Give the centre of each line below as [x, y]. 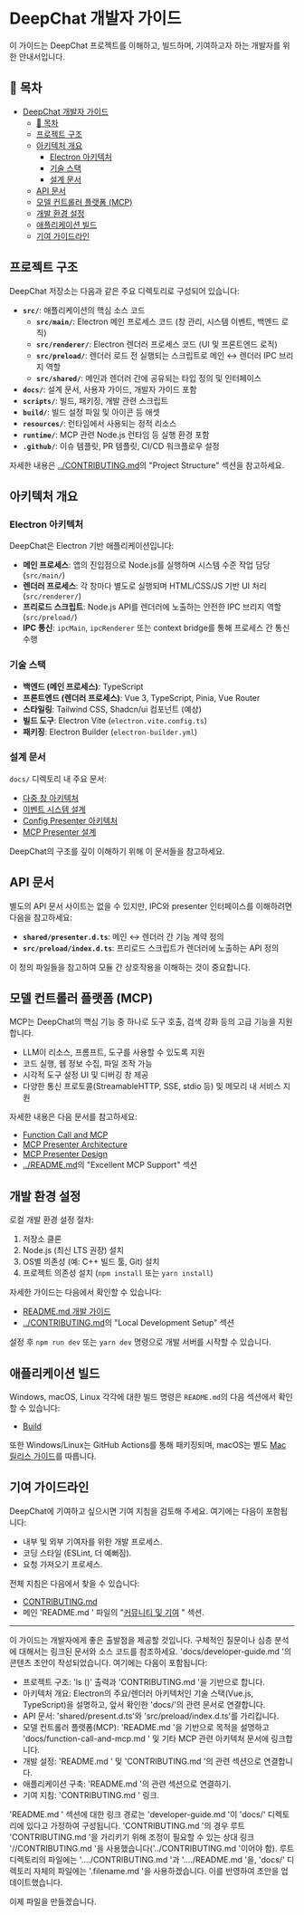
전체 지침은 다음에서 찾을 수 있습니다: [75, 1583]
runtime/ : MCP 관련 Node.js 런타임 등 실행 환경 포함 [116, 435]
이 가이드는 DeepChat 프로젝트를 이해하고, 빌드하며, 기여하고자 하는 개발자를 [145, 45]
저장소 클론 [42, 1239]
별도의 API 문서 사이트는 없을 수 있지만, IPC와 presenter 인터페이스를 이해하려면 [151, 905]
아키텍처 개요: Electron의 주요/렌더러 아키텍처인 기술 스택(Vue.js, [138, 1693]
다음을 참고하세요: [41, 917]
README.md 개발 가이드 [66, 1312]
